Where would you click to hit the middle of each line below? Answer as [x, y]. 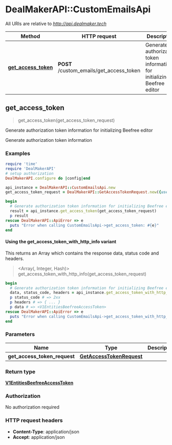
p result [19, 216]
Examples [18, 153]
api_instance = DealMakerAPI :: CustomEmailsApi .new [60, 187]
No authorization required [33, 407]
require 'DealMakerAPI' [31, 168]
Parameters [20, 334]
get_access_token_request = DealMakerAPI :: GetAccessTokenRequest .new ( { [83, 192]
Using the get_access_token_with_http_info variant [61, 242]
